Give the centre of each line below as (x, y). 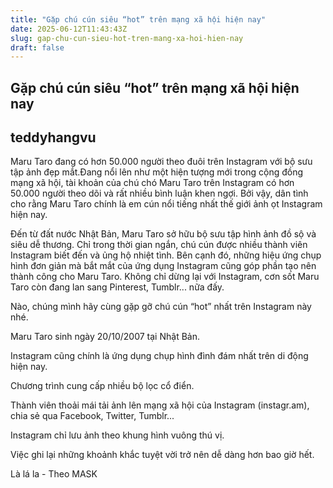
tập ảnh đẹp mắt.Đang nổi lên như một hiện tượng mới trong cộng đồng (157, 172)
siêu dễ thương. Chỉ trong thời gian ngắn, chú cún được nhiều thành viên (159, 245)
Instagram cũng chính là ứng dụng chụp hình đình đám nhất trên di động (159, 356)
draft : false (37, 47)
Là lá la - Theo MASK (54, 474)
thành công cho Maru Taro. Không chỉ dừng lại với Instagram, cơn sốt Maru (165, 277)
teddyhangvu (53, 137)
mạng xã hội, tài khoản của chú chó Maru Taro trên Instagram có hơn (152, 183)
